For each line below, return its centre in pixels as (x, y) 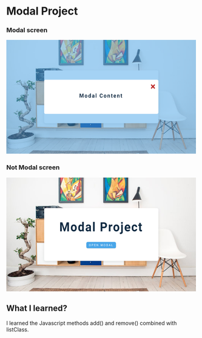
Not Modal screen (33, 167)
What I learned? (37, 309)
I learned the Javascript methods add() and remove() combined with (92, 323)
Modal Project (42, 11)
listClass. (18, 330)
